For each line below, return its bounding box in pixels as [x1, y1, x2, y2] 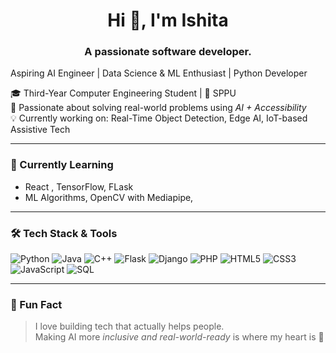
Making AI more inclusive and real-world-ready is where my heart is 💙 [34, 331, 325, 343]
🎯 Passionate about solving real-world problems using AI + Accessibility [10, 102, 307, 114]
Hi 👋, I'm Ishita [107, 9, 229, 32]
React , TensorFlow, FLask [24, 180, 134, 193]
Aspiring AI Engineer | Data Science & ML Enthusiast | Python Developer [10, 67, 308, 79]
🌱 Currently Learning [10, 158, 114, 172]
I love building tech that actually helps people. [34, 320, 225, 333]
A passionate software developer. [84, 45, 252, 59]
